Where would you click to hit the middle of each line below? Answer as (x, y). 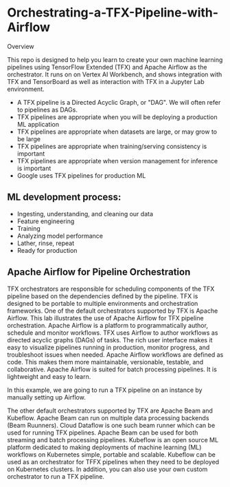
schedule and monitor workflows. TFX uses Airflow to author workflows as (113, 333)
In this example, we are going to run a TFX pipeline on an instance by (105, 390)
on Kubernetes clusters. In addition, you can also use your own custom (107, 469)
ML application (38, 124)
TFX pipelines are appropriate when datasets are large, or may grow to (117, 132)
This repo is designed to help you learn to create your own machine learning (115, 59)
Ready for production (47, 250)
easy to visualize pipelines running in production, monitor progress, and (108, 347)
